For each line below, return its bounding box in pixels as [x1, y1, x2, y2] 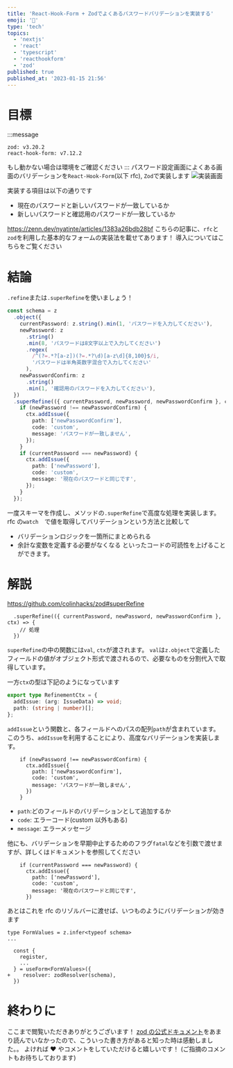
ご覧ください [25, 242, 62, 250]
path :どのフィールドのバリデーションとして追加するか [17, 806, 171, 815]
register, [19, 953, 49, 960]
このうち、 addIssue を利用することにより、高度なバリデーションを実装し [7, 733, 214, 742]
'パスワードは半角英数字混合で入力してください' [32, 359, 152, 366]
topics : [7, 29, 30, 37]
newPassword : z [19, 326, 64, 334]
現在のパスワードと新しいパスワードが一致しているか [17, 201, 170, 209]
